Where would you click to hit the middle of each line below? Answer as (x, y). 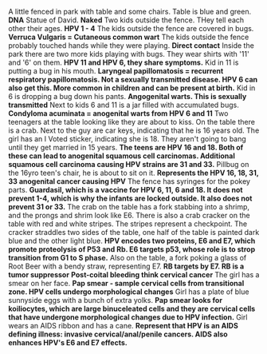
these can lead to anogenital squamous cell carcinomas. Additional (122, 156)
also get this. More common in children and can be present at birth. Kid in (132, 88)
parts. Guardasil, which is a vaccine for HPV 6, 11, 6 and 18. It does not (126, 190)
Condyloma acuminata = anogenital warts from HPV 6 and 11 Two (118, 113)
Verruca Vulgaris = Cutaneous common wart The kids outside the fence (129, 37)
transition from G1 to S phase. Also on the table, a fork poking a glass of (128, 258)
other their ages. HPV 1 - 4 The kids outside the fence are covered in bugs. (131, 28)
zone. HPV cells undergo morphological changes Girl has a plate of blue (129, 292)
